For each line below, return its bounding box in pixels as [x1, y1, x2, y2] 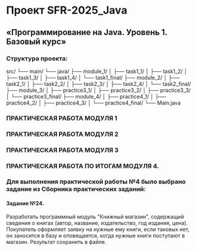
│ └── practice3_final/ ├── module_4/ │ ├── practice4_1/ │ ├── [6, 93, 167, 100]
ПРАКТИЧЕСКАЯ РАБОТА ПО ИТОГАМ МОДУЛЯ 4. [6, 161, 160, 170]
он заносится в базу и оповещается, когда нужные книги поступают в [6, 232, 185, 239]
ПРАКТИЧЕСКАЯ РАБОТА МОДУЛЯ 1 [6, 114, 118, 122]
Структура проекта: [6, 54, 68, 62]
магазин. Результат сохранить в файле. [6, 238, 107, 245]
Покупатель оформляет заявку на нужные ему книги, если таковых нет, [6, 225, 190, 233]
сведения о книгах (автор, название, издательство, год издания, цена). [6, 219, 188, 226]
